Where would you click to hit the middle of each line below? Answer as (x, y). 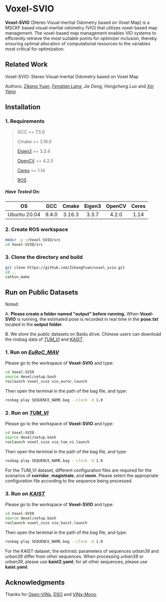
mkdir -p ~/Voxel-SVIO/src (33, 240)
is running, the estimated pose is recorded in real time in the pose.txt (88, 319)
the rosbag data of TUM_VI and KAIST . (45, 339)
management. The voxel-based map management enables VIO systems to (81, 33)
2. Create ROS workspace (37, 229)
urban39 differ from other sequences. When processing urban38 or (74, 556)
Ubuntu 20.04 (24, 214)
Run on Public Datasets (42, 292)
